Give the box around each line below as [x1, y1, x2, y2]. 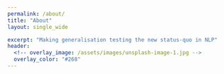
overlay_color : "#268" [14, 56, 81, 63]
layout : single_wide [7, 23, 69, 30]
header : [7, 43, 31, 50]
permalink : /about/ [7, 10, 65, 18]
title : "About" [7, 17, 53, 24]
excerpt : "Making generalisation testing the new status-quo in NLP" [7, 36, 218, 43]
